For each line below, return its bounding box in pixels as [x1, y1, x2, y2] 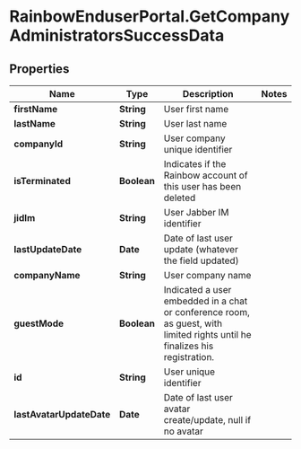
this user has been [163, 180, 242, 192]
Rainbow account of [163, 169, 248, 181]
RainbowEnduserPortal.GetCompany [9, 6, 290, 27]
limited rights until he [163, 329, 253, 340]
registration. [163, 351, 215, 363]
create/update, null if [163, 414, 252, 426]
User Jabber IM [163, 207, 229, 218]
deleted [163, 191, 196, 204]
